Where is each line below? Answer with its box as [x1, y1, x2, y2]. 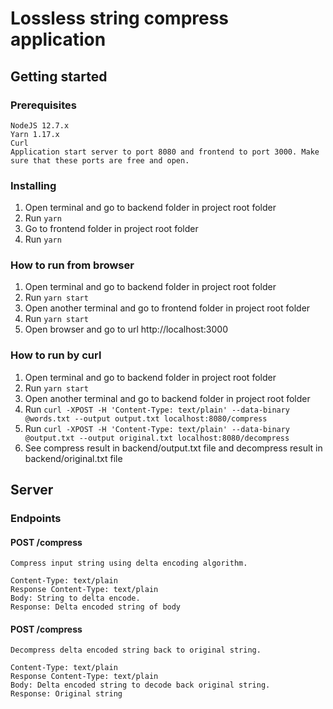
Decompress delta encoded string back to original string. [10, 645, 262, 656]
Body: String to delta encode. [10, 593, 141, 604]
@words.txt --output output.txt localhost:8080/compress [24, 413, 268, 424]
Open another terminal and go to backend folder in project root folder [24, 392, 311, 404]
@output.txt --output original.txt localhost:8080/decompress [24, 433, 290, 443]
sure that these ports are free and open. [10, 155, 190, 166]
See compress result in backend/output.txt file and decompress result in [24, 442, 323, 454]
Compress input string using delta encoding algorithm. [10, 558, 248, 569]
